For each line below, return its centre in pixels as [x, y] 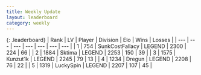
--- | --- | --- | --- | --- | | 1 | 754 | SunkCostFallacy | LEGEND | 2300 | [100, 46]
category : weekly [28, 23]
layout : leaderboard [32, 17]
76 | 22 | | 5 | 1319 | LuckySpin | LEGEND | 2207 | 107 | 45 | [79, 65]
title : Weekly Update [33, 12]
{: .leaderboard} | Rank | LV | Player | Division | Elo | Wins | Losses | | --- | [97, 40]
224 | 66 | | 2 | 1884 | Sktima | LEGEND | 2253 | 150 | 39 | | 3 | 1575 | [91, 53]
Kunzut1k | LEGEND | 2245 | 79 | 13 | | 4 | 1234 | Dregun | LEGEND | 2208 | [99, 59]
